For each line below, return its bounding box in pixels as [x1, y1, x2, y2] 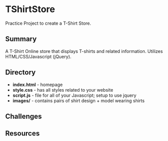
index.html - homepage [12, 82, 63, 88]
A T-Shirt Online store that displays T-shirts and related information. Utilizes [5, 48, 163, 54]
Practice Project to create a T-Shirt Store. [5, 20, 92, 26]
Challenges [5, 112, 42, 120]
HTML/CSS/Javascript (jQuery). [5, 53, 72, 59]
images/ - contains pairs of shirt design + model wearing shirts [12, 97, 145, 104]
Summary [5, 35, 37, 43]
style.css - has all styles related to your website [12, 87, 113, 93]
